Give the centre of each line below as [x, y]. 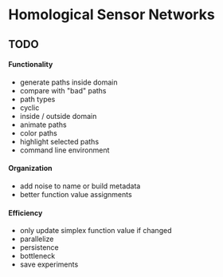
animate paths [43, 125]
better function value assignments [76, 194]
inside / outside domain [58, 116]
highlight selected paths [59, 141]
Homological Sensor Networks [111, 15]
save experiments [49, 264]
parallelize [37, 239]
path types [37, 99]
